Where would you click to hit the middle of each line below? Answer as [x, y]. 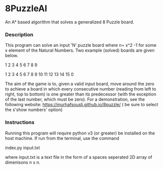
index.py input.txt [23, 148]
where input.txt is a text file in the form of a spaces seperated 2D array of [79, 157]
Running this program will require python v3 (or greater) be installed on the [80, 133]
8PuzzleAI [26, 9]
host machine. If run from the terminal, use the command [62, 138]
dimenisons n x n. [23, 162]
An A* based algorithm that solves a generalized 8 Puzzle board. [70, 22]
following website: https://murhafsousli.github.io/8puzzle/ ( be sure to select [81, 105]
